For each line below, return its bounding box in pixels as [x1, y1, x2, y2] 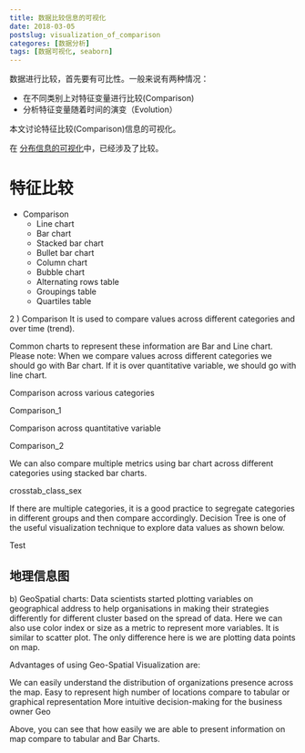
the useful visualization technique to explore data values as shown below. [9, 523, 285, 534]
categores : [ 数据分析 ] [9, 38, 90, 48]
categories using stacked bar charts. [9, 468, 147, 479]
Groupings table [36, 286, 97, 297]
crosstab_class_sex [9, 485, 82, 496]
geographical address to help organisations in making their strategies [9, 603, 269, 614]
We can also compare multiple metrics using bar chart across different [9, 458, 274, 469]
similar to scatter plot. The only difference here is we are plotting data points [9, 632, 296, 643]
